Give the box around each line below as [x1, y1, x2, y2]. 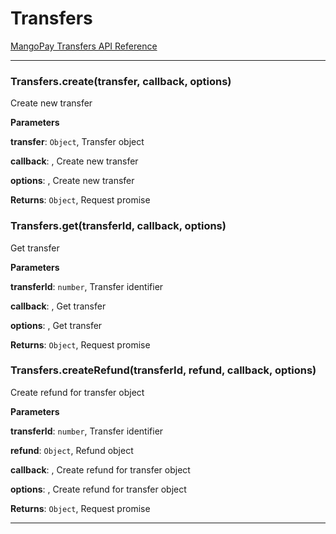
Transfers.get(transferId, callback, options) [10, 219, 227, 233]
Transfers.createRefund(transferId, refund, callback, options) [10, 363, 317, 377]
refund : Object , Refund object [10, 444, 134, 456]
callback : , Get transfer [10, 300, 107, 312]
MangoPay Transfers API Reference [10, 40, 158, 52]
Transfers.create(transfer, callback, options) [10, 74, 232, 88]
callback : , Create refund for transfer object [10, 463, 191, 476]
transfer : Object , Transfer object [10, 136, 145, 148]
